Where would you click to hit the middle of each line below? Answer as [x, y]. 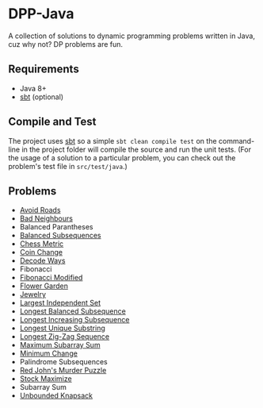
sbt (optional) [42, 97]
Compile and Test [52, 122]
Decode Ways [42, 261]
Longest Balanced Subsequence [73, 311]
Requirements [44, 69]
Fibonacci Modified [51, 278]
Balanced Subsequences [60, 236]
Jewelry [32, 294]
